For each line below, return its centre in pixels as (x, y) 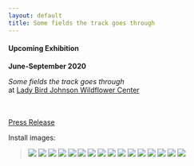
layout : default (35, 15)
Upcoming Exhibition (44, 48)
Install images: (32, 137)
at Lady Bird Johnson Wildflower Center (74, 90)
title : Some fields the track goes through (82, 23)
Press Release (32, 122)
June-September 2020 (47, 66)
